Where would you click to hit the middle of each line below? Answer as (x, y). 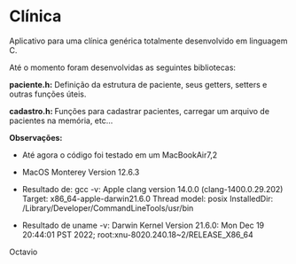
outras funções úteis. (48, 94)
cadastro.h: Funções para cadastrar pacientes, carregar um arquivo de (140, 111)
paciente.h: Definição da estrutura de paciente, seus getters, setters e (138, 84)
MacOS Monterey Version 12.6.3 (81, 172)
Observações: (36, 137)
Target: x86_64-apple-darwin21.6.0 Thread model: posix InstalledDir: (148, 198)
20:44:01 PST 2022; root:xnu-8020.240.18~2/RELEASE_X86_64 (138, 234)
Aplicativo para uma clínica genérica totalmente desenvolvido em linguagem (148, 41)
